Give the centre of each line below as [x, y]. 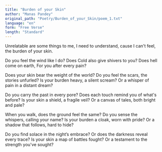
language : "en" [20, 23]
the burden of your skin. [29, 51]
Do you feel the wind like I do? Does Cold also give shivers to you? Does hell [81, 60]
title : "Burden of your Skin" [36, 9]
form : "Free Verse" [25, 28]
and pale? [15, 105]
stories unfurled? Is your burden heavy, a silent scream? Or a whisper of [77, 80]
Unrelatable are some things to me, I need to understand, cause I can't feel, [81, 46]
